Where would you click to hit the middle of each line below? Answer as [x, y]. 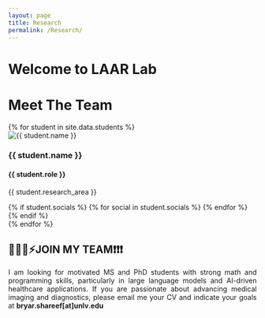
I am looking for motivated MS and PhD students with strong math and [132, 272]
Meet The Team [60, 105]
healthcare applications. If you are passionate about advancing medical [132, 289]
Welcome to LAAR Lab [83, 69]
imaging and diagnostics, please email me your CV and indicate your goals [132, 298]
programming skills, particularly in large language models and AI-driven [132, 281]
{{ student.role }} [37, 175]
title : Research [35, 23]
